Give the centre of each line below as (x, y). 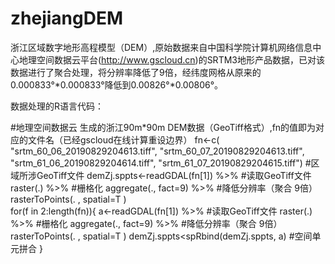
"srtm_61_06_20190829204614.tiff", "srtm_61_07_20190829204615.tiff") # (161, 163)
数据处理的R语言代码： (57, 106)
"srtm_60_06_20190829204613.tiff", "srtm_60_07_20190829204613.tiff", (157, 151)
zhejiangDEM (67, 18)
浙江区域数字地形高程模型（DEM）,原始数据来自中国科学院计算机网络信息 (161, 47)
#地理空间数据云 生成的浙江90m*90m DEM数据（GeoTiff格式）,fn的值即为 (163, 127)
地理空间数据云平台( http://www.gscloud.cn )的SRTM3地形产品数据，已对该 (171, 59)
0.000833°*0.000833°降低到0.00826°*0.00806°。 (117, 84)
